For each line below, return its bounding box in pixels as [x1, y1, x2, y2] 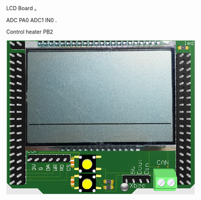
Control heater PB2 [6, 28, 54, 35]
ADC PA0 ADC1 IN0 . [6, 17, 57, 23]
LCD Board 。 [6, 5, 40, 11]
